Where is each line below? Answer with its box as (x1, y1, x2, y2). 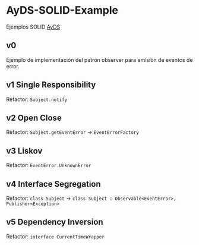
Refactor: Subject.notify (6, 96, 68, 103)
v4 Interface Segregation (6, 179, 101, 189)
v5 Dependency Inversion (6, 217, 103, 227)
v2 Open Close (6, 112, 62, 122)
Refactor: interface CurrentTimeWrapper (6, 233, 105, 240)
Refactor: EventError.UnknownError (6, 162, 91, 169)
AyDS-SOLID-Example (6, 4, 119, 17)
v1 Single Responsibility (6, 80, 96, 90)
